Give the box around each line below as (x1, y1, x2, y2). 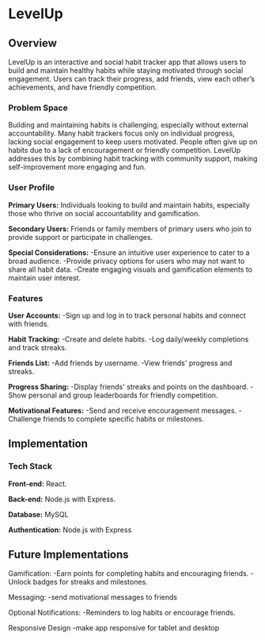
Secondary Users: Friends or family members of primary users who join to (8, 223, 252, 234)
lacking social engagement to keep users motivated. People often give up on (8, 137, 258, 147)
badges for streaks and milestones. (32, 577, 148, 587)
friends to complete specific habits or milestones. (43, 413, 204, 424)
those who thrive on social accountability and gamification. (8, 208, 200, 218)
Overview (8, 36, 58, 50)
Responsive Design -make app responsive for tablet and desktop (8, 623, 220, 633)
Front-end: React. (8, 478, 67, 488)
